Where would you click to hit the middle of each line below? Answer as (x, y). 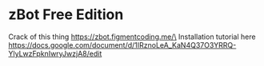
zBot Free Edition (66, 15)
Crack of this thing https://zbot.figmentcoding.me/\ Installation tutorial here (132, 37)
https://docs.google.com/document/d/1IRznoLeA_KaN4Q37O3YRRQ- (122, 45)
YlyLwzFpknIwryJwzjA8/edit (55, 53)
